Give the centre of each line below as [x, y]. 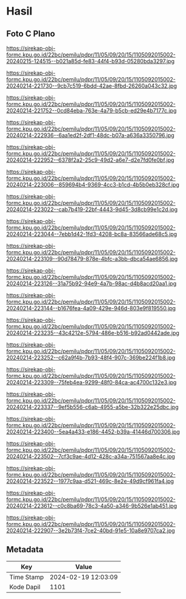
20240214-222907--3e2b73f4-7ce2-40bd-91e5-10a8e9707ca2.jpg [91, 531]
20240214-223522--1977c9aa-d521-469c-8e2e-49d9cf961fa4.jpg [90, 481]
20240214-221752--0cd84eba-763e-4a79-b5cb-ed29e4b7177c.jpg [91, 110]
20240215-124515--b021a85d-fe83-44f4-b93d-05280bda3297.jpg [91, 61]
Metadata [25, 549]
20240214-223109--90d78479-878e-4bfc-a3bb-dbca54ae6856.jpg [92, 259]
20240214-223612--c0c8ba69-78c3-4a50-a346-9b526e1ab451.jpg [92, 506]
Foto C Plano [31, 34]
